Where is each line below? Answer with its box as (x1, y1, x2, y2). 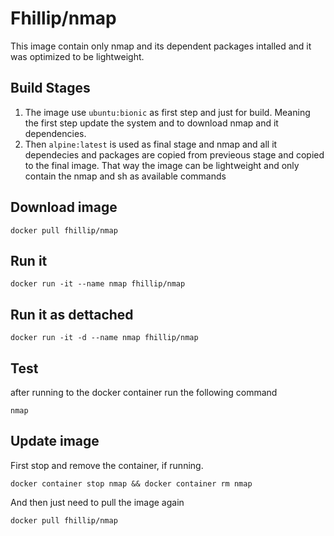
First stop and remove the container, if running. (10, 459, 204, 471)
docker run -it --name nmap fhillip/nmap (10, 279, 186, 289)
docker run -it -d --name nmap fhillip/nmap (10, 333, 199, 343)
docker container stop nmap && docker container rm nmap (10, 478, 253, 489)
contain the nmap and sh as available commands (24, 170, 227, 182)
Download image (10, 199, 118, 216)
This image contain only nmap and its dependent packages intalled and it (10, 40, 312, 52)
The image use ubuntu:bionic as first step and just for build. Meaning (24, 106, 311, 118)
